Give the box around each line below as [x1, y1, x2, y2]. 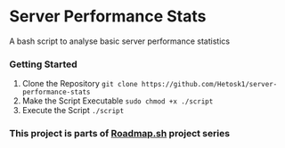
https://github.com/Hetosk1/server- [141, 80, 278, 89]
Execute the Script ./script [21, 105, 125, 116]
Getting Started [9, 58, 77, 70]
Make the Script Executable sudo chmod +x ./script [21, 95, 214, 106]
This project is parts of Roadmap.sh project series [9, 127, 230, 140]
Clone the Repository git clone [21, 78, 138, 89]
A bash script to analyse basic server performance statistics [9, 36, 230, 46]
